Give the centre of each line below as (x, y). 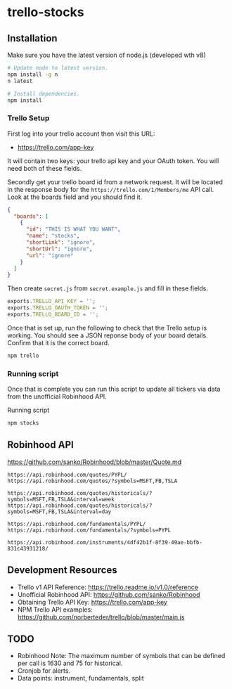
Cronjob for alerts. (44, 671)
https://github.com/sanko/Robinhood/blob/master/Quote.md (95, 462)
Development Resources (62, 570)
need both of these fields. (45, 168)
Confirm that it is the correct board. (59, 342)
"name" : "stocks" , (53, 236)
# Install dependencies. (44, 94)
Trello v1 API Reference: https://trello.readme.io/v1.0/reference (108, 587)
